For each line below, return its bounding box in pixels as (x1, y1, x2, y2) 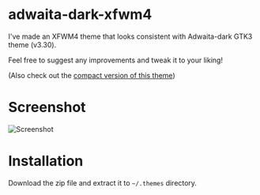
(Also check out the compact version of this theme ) (8, 70, 175, 80)
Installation (8, 152, 84, 171)
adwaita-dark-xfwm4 (8, 6, 153, 24)
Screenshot (8, 99, 86, 116)
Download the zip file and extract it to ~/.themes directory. (8, 178, 198, 187)
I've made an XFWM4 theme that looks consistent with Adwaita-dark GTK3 (8, 32, 253, 41)
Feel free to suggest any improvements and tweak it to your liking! (8, 55, 224, 65)
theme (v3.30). (8, 39, 57, 49)
